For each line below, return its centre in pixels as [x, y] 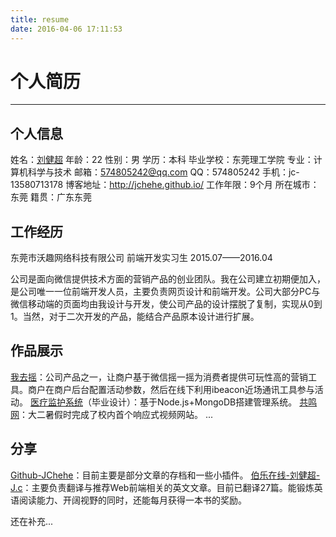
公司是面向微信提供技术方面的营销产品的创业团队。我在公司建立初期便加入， [168, 279]
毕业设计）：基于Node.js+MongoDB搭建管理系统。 [194, 402]
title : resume [40, 19]
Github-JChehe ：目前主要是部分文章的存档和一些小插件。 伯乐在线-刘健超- [165, 475]
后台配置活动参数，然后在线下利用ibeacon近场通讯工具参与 [193, 389]
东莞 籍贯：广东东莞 [51, 197]
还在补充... [32, 521]
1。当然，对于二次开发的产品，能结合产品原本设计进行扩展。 [135, 317]
